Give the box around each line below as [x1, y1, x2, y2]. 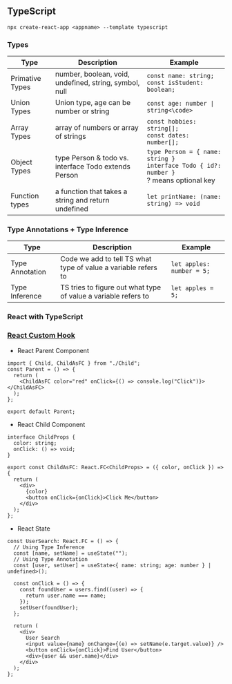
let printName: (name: [146, 193, 222, 201]
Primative [10, 74, 41, 84]
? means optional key [146, 175, 215, 185]
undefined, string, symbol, [55, 78, 140, 88]
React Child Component [17, 420, 86, 428]
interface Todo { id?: [146, 162, 222, 170]
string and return [55, 196, 110, 205]
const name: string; [146, 72, 215, 80]
